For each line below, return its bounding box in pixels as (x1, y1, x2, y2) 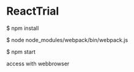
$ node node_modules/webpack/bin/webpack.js (6, 36, 128, 43)
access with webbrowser (6, 60, 70, 67)
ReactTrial (6, 4, 59, 18)
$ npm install (6, 24, 39, 32)
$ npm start (6, 48, 35, 56)
